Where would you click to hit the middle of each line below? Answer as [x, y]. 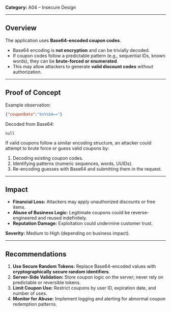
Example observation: [28, 105]
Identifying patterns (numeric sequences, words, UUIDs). [73, 163]
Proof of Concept [33, 93]
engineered [25, 218]
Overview [21, 28]
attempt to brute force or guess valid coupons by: [57, 148]
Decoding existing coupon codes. [48, 158]
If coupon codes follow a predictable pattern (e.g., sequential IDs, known [89, 55]
